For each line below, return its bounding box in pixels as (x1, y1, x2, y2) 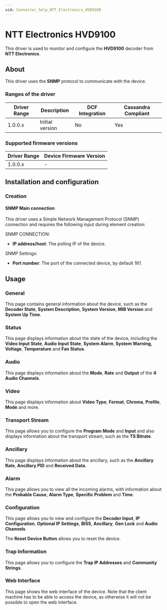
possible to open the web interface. (5, 599, 78, 605)
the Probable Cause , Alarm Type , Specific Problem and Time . (5, 491, 134, 497)
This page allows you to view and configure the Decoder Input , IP (5, 515, 140, 522)
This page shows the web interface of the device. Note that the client (5, 589, 147, 595)
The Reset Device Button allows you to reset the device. (5, 536, 121, 542)
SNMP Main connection (5, 205, 55, 211)
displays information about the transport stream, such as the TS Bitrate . (5, 433, 153, 439)
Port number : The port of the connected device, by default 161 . (12, 260, 142, 266)
